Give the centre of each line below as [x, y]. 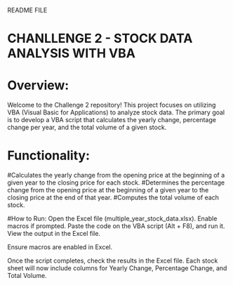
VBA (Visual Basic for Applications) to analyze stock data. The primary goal [116, 112]
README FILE [27, 10]
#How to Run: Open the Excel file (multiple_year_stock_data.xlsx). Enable [112, 219]
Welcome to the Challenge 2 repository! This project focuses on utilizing [112, 105]
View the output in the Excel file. [54, 234]
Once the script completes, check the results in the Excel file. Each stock [113, 261]
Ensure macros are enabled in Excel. [60, 247]
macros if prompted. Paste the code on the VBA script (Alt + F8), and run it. [116, 226]
